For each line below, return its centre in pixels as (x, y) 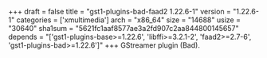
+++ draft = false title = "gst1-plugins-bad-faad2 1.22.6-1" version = (120, 12)
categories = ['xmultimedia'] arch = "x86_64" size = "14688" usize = (129, 20)
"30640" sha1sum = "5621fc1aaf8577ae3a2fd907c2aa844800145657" (124, 28)
